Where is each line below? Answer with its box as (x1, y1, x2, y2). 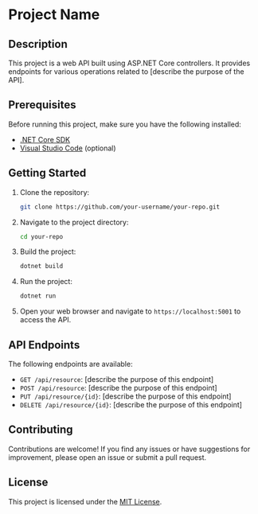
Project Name (8, 6, 100, 24)
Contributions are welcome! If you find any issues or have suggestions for (8, 444, 251, 454)
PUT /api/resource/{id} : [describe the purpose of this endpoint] (19, 391, 232, 401)
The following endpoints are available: (8, 359, 133, 368)
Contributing (8, 423, 73, 437)
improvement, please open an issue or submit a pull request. (8, 452, 207, 462)
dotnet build (19, 263, 64, 271)
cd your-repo (19, 232, 64, 240)
